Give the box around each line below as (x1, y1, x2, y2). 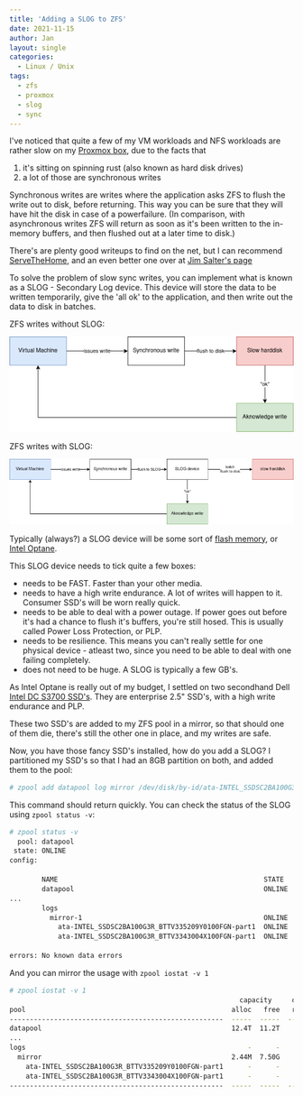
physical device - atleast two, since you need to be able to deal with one (22, 645, 292, 656)
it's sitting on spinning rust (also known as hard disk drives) (22, 162, 243, 173)
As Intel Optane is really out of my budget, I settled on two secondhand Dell (9, 681, 290, 692)
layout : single (9, 43, 67, 52)
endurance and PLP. (9, 700, 85, 712)
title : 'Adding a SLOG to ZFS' (9, 14, 127, 23)
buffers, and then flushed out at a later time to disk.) (41, 228, 236, 239)
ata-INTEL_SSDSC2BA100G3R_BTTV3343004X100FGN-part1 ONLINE (57, 932, 289, 942)
